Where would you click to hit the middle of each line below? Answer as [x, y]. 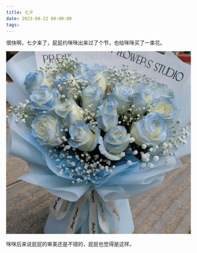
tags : [13, 25]
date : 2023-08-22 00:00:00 [39, 18]
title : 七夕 [20, 12]
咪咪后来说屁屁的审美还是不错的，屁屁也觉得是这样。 [70, 244]
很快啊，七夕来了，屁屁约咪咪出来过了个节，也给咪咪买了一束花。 [86, 43]
